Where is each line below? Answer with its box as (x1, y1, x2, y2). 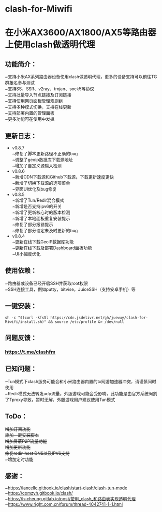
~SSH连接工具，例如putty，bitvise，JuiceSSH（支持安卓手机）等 (5, 286, 136, 292)
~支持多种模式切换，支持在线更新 (5, 104, 72, 110)
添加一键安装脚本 (5, 432, 39, 438)
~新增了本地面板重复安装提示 (12, 216, 71, 221)
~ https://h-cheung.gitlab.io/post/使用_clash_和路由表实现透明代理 (5, 496, 136, 502)
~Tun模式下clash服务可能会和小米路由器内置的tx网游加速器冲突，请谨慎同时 (5, 378, 156, 384)
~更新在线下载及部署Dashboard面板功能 (12, 245, 92, 251)
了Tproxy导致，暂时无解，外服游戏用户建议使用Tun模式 (5, 397, 115, 402)
